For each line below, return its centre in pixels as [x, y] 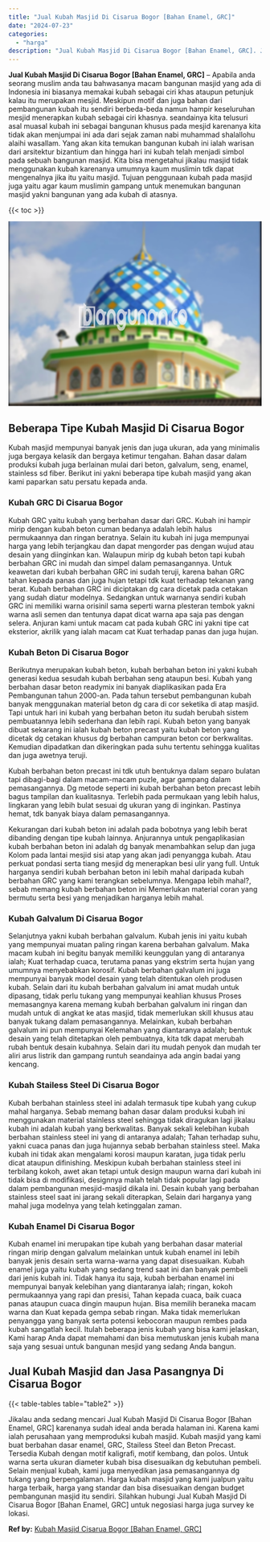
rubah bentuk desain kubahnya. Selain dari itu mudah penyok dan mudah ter [135, 1047]
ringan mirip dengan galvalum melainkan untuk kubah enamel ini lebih [124, 1252]
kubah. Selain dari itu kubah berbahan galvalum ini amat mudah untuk [124, 987]
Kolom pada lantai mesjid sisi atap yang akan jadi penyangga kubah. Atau [130, 855]
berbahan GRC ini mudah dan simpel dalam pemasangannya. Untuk [120, 563]
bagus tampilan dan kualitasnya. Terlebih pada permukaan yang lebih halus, [134, 797]
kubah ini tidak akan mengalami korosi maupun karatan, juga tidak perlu [127, 1154]
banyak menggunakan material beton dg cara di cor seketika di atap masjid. [134, 704]
